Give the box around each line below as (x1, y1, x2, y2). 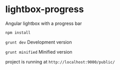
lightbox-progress (5, 4, 84, 15)
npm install (5, 30, 31, 35)
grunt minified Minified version (5, 49, 73, 55)
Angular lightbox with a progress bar (5, 20, 82, 26)
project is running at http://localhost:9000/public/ (5, 58, 115, 64)
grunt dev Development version (5, 39, 73, 45)
